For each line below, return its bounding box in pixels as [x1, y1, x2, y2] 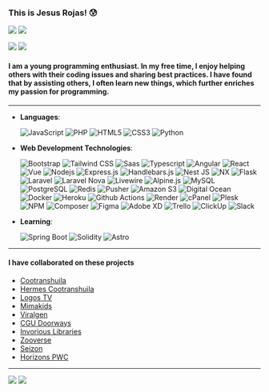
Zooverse [19, 335, 52, 345]
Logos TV [19, 292, 53, 302]
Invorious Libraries [19, 326, 82, 336]
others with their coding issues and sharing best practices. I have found [8, 70, 252, 79]
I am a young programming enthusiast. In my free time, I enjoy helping [8, 61, 246, 70]
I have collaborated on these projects [8, 258, 134, 267]
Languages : [19, 112, 61, 122]
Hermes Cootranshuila [19, 284, 94, 294]
